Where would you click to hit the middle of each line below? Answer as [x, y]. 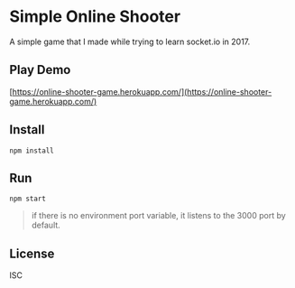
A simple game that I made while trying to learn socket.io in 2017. [130, 42]
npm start [28, 199]
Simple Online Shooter [95, 17]
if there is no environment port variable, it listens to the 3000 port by [158, 216]
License [32, 253]
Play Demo [40, 70]
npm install [32, 151]
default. [46, 225]
